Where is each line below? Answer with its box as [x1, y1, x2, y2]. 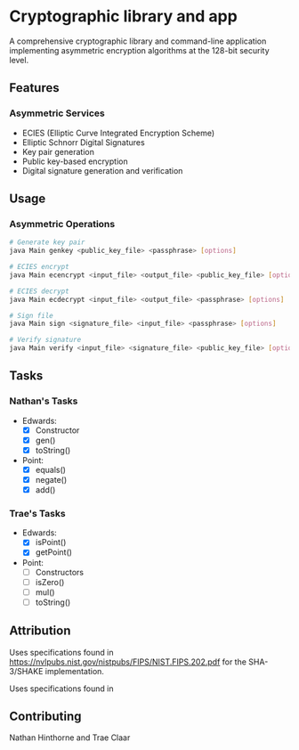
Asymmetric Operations [9, 217, 116, 230]
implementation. [44, 665, 105, 676]
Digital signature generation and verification [21, 165, 183, 175]
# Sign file [9, 311, 53, 320]
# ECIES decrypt [9, 287, 69, 296]
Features [9, 80, 60, 95]
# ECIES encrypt [9, 263, 69, 272]
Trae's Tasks [9, 508, 66, 520]
